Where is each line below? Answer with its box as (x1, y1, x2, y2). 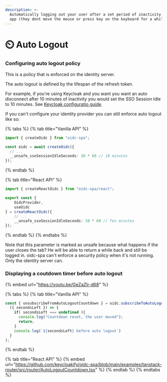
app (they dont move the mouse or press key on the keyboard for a (9, 16, 153, 21)
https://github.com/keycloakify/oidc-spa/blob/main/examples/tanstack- (15, 362, 162, 368)
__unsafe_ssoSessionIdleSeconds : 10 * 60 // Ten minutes (14, 218, 135, 224)
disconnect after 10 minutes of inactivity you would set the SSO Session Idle (5, 95, 161, 102)
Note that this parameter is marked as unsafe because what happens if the (5, 242, 158, 248)
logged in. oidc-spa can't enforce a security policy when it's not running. (5, 252, 155, 259)
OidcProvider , (14, 200, 43, 205)
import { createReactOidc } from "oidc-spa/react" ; (5, 187, 114, 191)
